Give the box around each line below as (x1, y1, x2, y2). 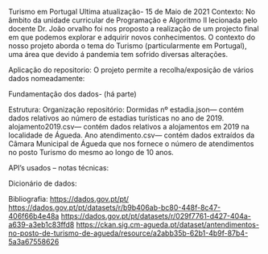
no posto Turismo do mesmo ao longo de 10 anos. (8, 148, 175, 157)
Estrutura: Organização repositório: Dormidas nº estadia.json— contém (8, 104, 244, 114)
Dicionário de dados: (8, 178, 78, 188)
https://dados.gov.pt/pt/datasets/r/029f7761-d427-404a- (60, 211, 252, 220)
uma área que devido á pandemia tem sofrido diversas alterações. (8, 50, 228, 59)
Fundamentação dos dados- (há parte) (8, 89, 137, 99)
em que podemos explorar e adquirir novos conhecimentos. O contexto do (8, 32, 256, 42)
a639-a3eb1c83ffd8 (8, 220, 75, 229)
